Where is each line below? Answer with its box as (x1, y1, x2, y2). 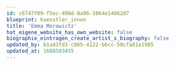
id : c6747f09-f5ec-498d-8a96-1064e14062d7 (6, 9, 129, 17)
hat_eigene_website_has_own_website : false (6, 28, 133, 36)
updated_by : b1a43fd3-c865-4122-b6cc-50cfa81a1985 (6, 41, 154, 48)
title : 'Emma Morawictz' (6, 22, 77, 29)
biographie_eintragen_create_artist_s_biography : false (6, 35, 169, 42)
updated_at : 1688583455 (6, 48, 75, 55)
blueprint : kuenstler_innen (6, 16, 87, 23)
